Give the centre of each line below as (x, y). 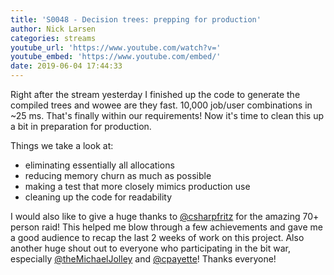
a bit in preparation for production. (81, 126)
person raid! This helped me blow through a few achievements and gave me (166, 227)
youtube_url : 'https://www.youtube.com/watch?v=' (116, 47)
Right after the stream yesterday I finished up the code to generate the (155, 94)
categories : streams (53, 38)
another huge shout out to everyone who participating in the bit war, (150, 248)
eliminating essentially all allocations (99, 165)
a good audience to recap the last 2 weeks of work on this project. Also (157, 237)
